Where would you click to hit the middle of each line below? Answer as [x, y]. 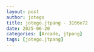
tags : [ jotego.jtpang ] [35, 39]
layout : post [23, 12]
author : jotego [25, 17]
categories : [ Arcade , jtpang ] [45, 34]
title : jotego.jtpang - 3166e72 [47, 23]
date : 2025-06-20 [28, 28]
